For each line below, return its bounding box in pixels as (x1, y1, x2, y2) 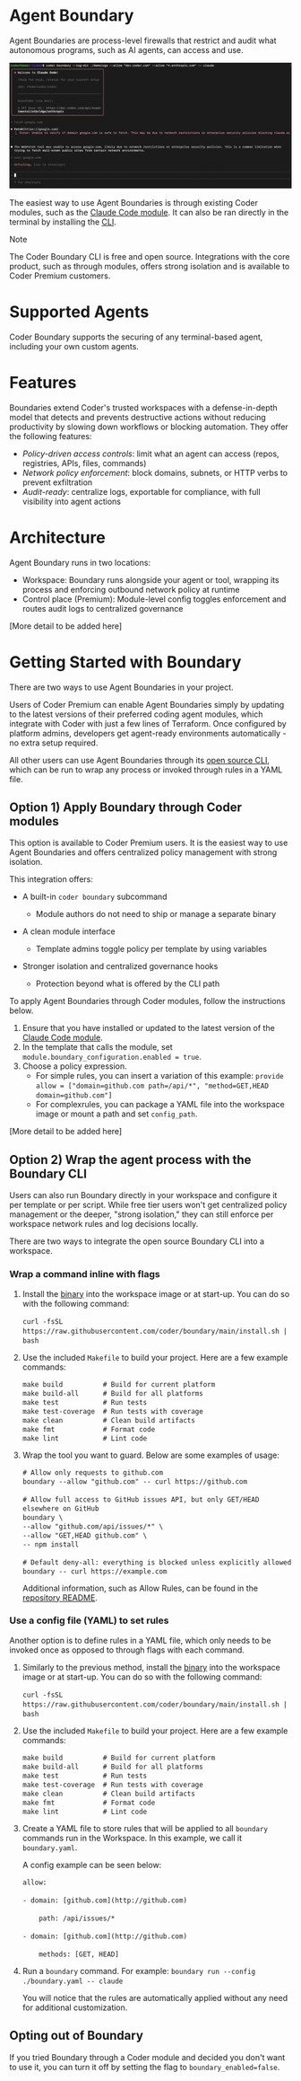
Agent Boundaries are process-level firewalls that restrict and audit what (9, 35, 277, 46)
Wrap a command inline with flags (9, 1268, 160, 1281)
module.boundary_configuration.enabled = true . (21, 1052, 202, 1063)
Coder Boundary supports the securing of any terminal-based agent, (9, 331, 263, 342)
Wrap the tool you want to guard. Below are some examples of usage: (21, 1450, 279, 1460)
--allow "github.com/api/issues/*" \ (21, 1521, 164, 1531)
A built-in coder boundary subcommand (21, 891, 168, 903)
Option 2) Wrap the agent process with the (9, 1151, 252, 1168)
